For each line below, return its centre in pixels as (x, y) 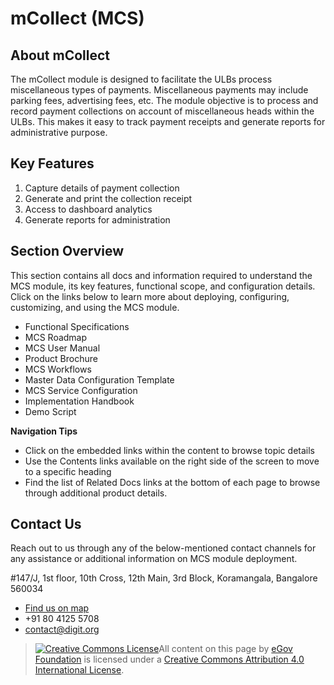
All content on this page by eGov (225, 649)
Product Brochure (61, 358)
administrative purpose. (59, 132)
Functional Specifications (77, 326)
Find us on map (57, 608)
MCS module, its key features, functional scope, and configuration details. (163, 286)
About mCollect (60, 55)
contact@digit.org (62, 629)
